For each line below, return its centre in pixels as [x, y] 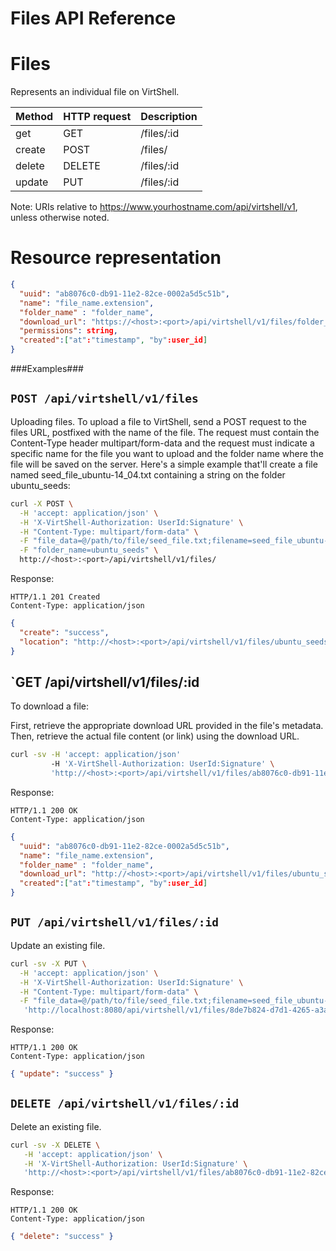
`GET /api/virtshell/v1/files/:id [105, 682]
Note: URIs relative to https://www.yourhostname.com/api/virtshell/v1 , [154, 207]
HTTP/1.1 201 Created [55, 597]
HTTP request [97, 117]
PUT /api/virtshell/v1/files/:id [115, 922]
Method [34, 117]
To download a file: [49, 706]
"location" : [44, 642]
